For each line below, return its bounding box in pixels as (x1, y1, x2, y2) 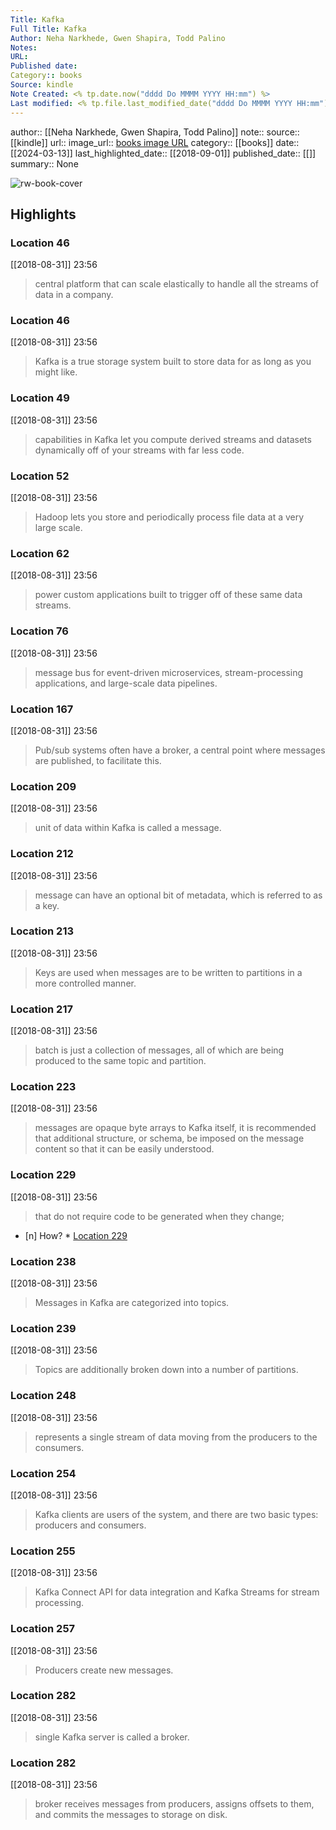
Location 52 (10, 469, 70, 483)
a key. (34, 899, 60, 911)
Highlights (10, 206, 77, 223)
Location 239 (10, 1321, 77, 1335)
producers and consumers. (34, 1519, 147, 1531)
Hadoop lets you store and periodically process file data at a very (34, 511, 305, 523)
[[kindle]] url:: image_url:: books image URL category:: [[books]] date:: (10, 136, 300, 148)
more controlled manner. (34, 977, 137, 989)
